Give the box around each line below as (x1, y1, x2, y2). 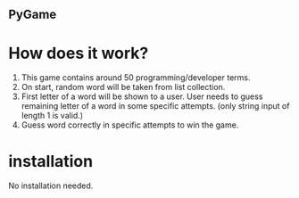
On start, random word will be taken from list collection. (21, 82, 226, 93)
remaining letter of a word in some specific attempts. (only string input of (21, 101, 290, 111)
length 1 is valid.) (21, 111, 84, 121)
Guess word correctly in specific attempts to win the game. (21, 120, 239, 130)
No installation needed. (8, 180, 94, 191)
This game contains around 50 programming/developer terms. (21, 72, 251, 83)
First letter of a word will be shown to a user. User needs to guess (21, 91, 263, 102)
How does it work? (8, 43, 149, 63)
